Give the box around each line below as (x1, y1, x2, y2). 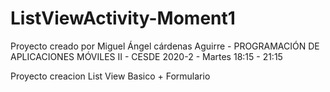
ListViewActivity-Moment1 (10, 7, 236, 30)
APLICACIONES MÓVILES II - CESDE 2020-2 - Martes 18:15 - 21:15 (10, 50, 283, 62)
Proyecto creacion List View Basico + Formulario (10, 70, 211, 82)
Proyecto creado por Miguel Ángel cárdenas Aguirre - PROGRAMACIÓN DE (10, 40, 320, 52)
